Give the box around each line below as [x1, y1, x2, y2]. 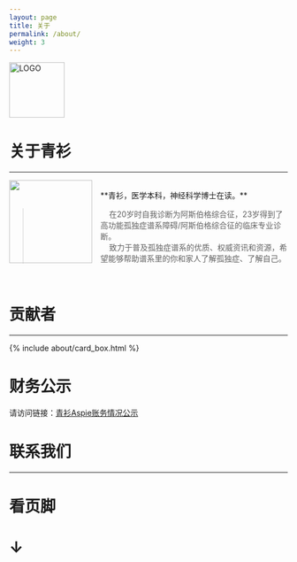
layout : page [9, 12, 57, 22]
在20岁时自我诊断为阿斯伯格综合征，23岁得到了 [109, 209, 284, 219]
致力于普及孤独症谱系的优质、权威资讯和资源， [109, 243, 280, 253]
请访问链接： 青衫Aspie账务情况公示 [9, 408, 139, 419]
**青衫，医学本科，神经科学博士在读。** [100, 190, 248, 201]
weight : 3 [9, 37, 46, 47]
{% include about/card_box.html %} [9, 343, 140, 354]
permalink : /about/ [9, 29, 81, 38]
